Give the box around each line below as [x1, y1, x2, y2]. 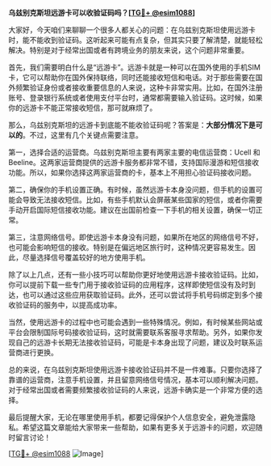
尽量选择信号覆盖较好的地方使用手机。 [22, 252, 150, 262]
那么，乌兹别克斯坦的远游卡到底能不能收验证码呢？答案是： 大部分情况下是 [8, 121, 256, 129]
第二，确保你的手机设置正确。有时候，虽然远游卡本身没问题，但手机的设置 [8, 185, 256, 194]
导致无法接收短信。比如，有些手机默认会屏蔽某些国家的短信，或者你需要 [22, 195, 263, 205]
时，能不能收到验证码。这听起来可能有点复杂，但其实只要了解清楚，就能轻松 [8, 36, 263, 44]
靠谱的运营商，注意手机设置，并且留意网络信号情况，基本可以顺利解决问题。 [8, 375, 263, 384]
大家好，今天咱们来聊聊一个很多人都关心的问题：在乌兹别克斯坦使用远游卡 [8, 25, 256, 35]
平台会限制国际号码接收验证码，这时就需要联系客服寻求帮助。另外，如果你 [8, 328, 256, 337]
